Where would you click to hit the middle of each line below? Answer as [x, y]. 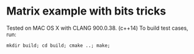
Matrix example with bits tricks [86, 11]
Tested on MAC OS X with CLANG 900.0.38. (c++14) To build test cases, [97, 28]
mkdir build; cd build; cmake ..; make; [59, 46]
